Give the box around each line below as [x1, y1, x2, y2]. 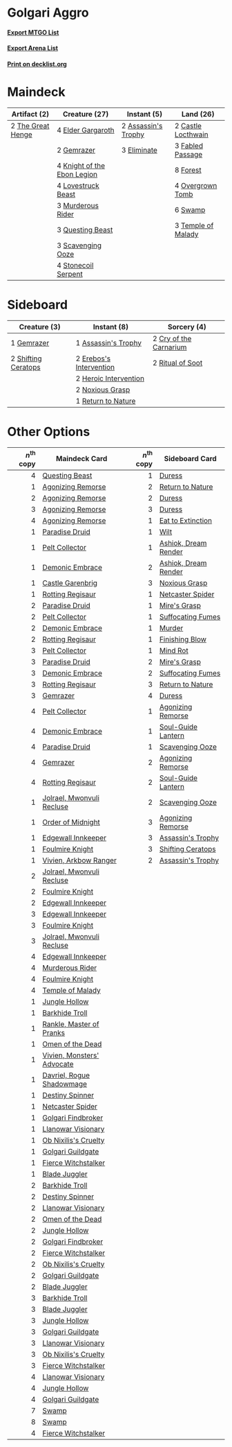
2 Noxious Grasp [75, 385, 130, 395]
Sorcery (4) [168, 322, 206, 331]
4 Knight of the [56, 161, 106, 171]
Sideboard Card [164, 454, 217, 464]
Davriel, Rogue [42, 1071, 90, 1080]
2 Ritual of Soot [152, 358, 203, 367]
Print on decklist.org [7, 60, 67, 68]
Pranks [42, 1028, 66, 1038]
